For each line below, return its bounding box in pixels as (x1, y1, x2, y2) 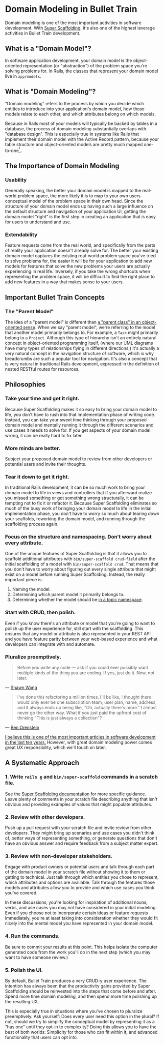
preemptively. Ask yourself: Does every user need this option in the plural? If (5, 1013, 160, 1019)
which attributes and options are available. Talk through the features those (5, 879, 155, 886)
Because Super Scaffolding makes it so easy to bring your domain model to (5, 406, 157, 412)
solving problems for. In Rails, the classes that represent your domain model (5, 68, 158, 74)
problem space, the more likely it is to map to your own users (17, 193, 141, 199)
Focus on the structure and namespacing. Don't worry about (5, 534, 152, 540)
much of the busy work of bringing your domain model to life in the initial (5, 506, 152, 511)
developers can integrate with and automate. (5, 641, 95, 647)
